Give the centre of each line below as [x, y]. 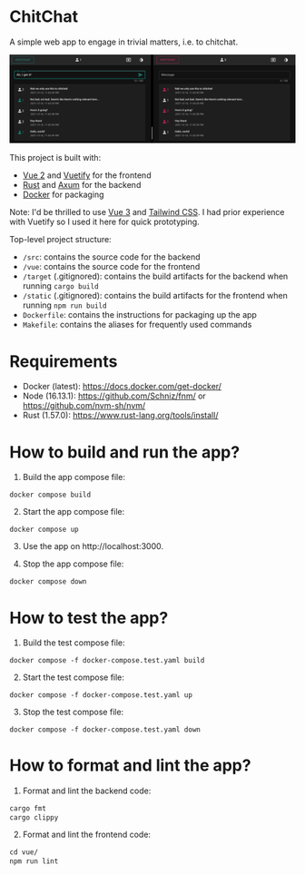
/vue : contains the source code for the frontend [111, 267]
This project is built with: [55, 158]
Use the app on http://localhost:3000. [93, 546]
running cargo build [60, 286]
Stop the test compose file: [73, 712]
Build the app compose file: [74, 477]
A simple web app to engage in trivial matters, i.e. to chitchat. [124, 42]
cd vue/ [24, 852]
